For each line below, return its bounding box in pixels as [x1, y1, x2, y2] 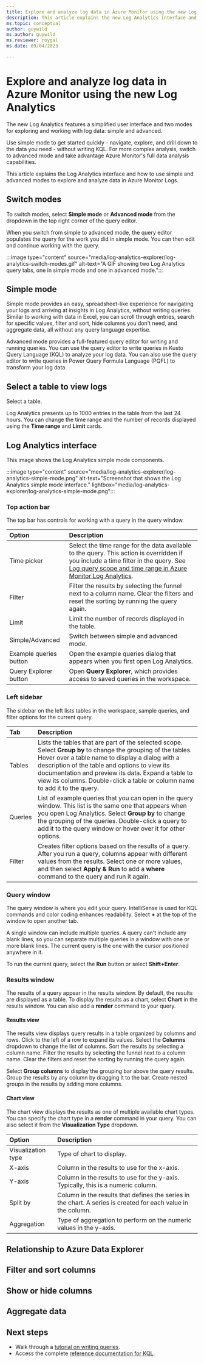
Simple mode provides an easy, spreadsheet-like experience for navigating [6, 300, 194, 308]
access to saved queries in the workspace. [69, 675, 191, 683]
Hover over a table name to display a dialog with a [37, 753, 180, 762]
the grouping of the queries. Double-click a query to [37, 816, 187, 825]
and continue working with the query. [6, 241, 100, 249]
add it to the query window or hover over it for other [37, 824, 185, 833]
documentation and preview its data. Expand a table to [37, 769, 193, 777]
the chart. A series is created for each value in [57, 1198, 188, 1207]
